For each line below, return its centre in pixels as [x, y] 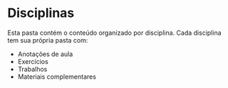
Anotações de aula [45, 54]
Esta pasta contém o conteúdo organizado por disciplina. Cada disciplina [115, 33]
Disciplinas [41, 13]
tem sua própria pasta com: [48, 40]
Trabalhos [32, 69]
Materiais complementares [57, 77]
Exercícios [33, 61]
